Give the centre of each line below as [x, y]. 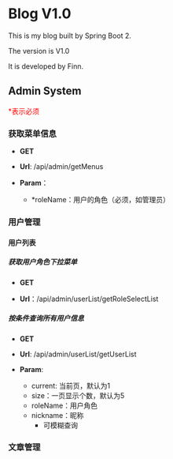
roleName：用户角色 [64, 405]
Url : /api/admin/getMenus [61, 167]
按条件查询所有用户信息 [46, 318]
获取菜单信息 [33, 134]
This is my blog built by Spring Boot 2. [70, 36]
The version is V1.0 [39, 51]
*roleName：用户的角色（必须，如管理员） [101, 200]
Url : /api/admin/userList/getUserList [78, 354]
